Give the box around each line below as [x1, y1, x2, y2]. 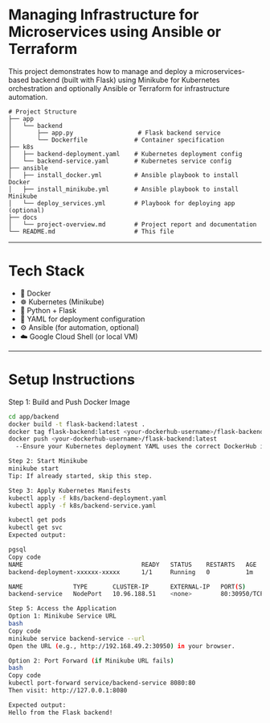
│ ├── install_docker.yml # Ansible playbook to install [8, 171, 239, 179]
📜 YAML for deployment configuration [19, 314, 145, 324]
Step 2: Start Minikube [8, 457, 88, 465]
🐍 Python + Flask [19, 305, 77, 315]
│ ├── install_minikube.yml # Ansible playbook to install [8, 185, 239, 193]
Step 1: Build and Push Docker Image [8, 397, 130, 407]
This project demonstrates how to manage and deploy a [8, 66, 194, 76]
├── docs [8, 213, 38, 221]
